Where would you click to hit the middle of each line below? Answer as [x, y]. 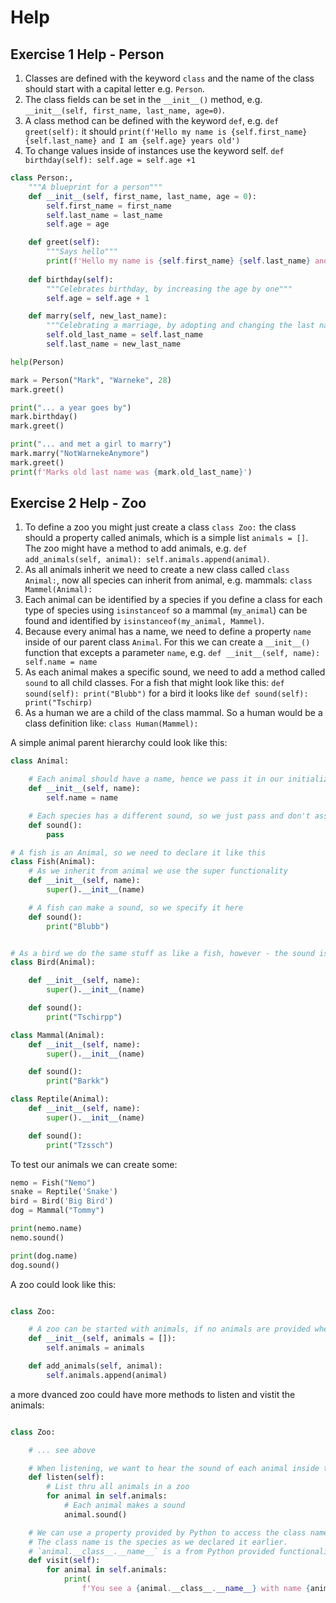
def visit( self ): [64, 1561]
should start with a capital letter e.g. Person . [114, 89]
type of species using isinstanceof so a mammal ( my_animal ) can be [166, 610]
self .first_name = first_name [109, 206]
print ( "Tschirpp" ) [84, 1017]
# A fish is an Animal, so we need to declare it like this [138, 852]
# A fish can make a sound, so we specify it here [136, 907]
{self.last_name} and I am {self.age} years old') [132, 141]
